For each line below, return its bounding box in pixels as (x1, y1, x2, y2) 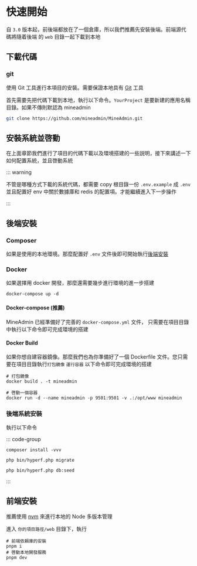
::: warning (6, 169, 32, 176)
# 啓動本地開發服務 (6, 549, 47, 555)
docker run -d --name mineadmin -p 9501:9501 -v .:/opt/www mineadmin (6, 395, 182, 401)
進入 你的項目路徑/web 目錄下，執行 (6, 525, 87, 532)
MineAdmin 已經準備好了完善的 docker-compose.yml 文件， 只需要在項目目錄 (6, 318, 189, 325)
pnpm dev (6, 554, 28, 560)
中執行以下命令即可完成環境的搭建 (6, 326, 89, 333)
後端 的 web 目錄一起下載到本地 (26, 33, 101, 40)
